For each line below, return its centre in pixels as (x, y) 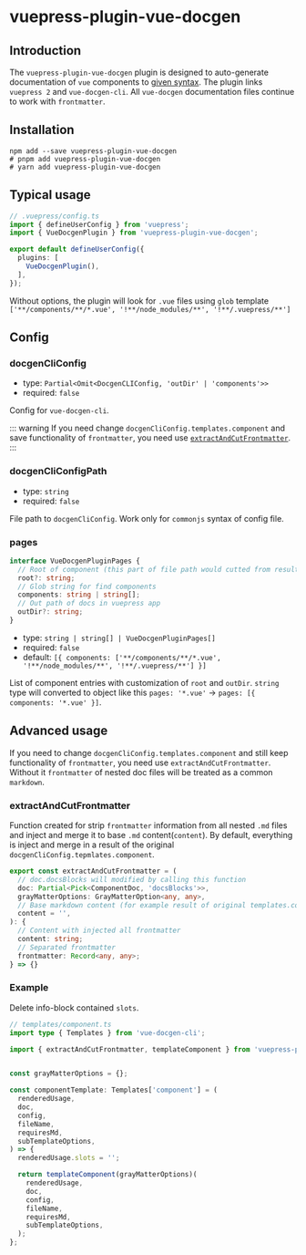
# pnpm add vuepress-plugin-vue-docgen (85, 159)
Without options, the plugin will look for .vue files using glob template (139, 301)
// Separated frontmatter (67, 947)
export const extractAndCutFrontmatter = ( (93, 871)
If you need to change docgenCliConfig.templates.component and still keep (149, 752)
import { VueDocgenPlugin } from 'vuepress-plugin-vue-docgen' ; (134, 233)
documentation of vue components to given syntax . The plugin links (136, 82)
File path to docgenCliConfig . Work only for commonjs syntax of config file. (147, 518)
